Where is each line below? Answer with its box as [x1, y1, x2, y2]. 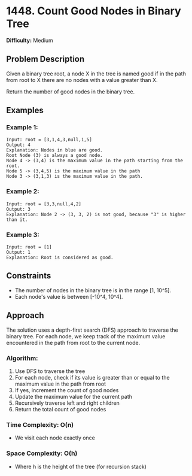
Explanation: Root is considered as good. [6, 254, 114, 261]
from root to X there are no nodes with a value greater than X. [6, 76, 158, 83]
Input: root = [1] [6, 244, 52, 250]
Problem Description [6, 54, 85, 64]
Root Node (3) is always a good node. [6, 153, 103, 159]
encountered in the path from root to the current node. [6, 339, 141, 346]
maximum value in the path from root [14, 380, 106, 387]
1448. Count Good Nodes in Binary [6, 4, 181, 18]
